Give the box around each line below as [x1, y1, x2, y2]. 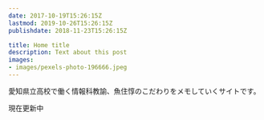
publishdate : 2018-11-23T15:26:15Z [8, 26, 128, 34]
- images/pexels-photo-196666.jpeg [8, 63, 128, 72]
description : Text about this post [8, 49, 128, 57]
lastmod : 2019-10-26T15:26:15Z [8, 19, 113, 27]
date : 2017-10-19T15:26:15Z [8, 11, 103, 20]
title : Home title [8, 41, 70, 49]
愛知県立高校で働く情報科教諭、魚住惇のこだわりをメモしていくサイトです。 [8, 86, 261, 96]
